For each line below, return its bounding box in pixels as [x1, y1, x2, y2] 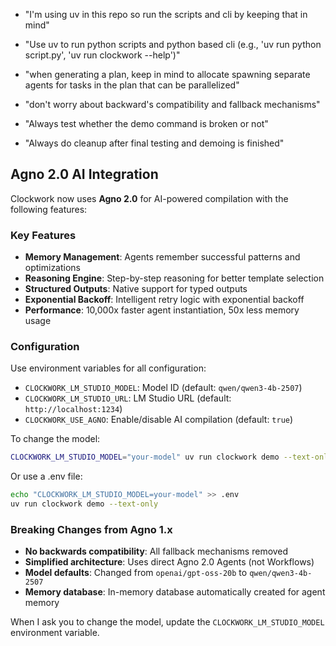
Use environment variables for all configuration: [10, 362, 207, 374]
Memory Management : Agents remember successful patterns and [24, 251, 301, 263]
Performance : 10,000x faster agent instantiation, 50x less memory [24, 304, 300, 316]
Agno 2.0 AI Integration [10, 166, 159, 183]
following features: [10, 203, 88, 215]
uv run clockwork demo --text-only [10, 499, 159, 509]
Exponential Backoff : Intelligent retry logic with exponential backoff [24, 294, 305, 306]
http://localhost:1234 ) [24, 403, 123, 415]
